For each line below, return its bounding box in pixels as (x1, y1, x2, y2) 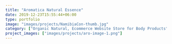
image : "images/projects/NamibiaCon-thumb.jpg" (5, 21, 109, 27)
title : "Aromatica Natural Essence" (5, 7, 83, 13)
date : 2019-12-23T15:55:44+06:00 (5, 12, 77, 17)
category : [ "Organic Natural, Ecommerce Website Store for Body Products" (5, 26, 168, 31)
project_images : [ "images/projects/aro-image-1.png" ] (5, 31, 123, 36)
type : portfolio (5, 17, 40, 22)
